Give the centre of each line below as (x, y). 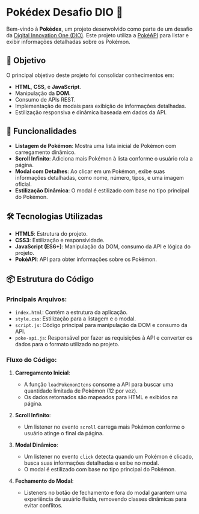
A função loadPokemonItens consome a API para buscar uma (99, 385)
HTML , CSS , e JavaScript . (48, 87)
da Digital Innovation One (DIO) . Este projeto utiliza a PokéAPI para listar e (98, 35)
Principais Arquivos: (37, 299)
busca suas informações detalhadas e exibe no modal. (91, 463)
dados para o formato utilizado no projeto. (67, 344)
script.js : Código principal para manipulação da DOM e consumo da (101, 325)
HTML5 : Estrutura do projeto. (51, 234)
